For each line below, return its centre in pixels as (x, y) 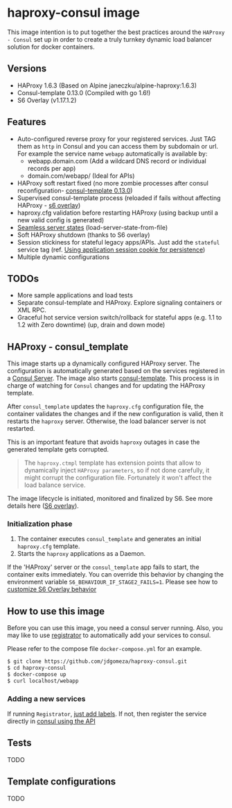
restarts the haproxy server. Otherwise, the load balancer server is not (107, 421)
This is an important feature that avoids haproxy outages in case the (104, 442)
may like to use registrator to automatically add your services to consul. (109, 635)
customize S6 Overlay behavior (52, 589)
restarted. (21, 429)
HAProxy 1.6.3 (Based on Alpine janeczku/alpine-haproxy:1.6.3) (107, 85)
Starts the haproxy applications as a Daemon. (81, 554)
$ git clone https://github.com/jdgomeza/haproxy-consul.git (97, 661)
